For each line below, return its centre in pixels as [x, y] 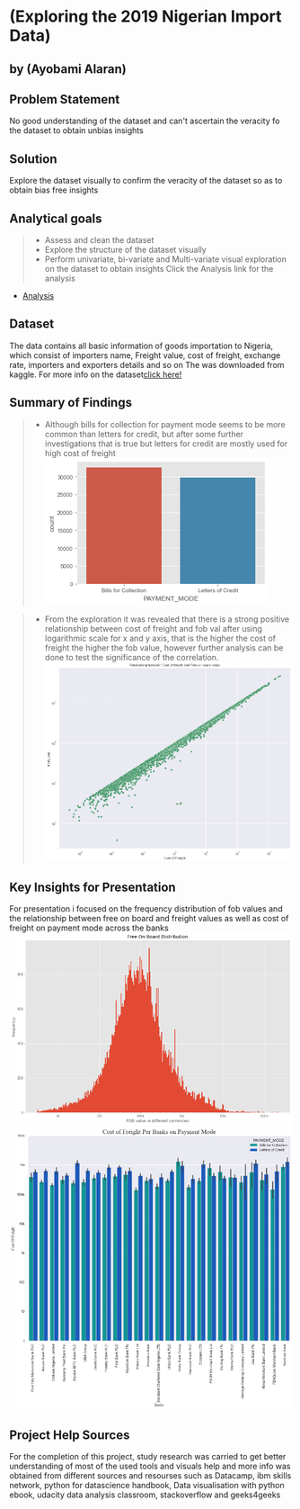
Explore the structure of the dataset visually [125, 250]
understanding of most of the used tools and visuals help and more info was [150, 1466]
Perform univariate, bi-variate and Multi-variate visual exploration [166, 259]
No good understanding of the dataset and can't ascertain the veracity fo [145, 121]
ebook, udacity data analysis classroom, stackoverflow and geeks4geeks [145, 1495]
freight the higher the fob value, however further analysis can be [164, 647]
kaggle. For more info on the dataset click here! [96, 374]
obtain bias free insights [54, 190]
